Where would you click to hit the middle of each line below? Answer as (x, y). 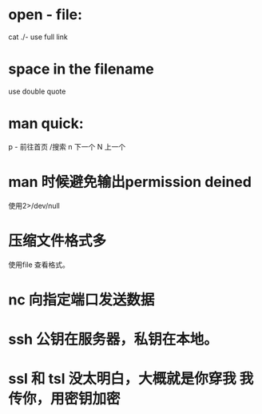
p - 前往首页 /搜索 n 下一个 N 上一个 (67, 146)
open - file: (45, 15)
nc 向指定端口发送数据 (81, 299)
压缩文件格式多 (58, 241)
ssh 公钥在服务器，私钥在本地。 (113, 339)
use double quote (37, 91)
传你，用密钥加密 (65, 399)
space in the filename (81, 69)
